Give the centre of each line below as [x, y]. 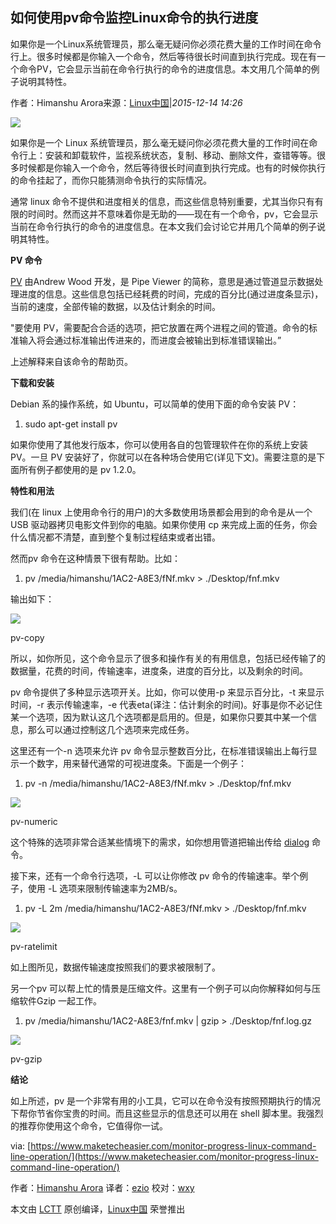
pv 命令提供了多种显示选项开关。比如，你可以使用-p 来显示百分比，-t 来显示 [167, 692]
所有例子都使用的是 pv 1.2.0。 [80, 469]
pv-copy [27, 637]
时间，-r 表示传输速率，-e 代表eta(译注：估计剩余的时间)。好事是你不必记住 [166, 704]
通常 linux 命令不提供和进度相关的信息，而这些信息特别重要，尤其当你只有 [162, 201]
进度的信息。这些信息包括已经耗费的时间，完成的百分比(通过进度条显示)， [171, 294]
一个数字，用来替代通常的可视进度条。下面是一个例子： [132, 763]
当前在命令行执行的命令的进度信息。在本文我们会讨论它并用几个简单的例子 [163, 226]
